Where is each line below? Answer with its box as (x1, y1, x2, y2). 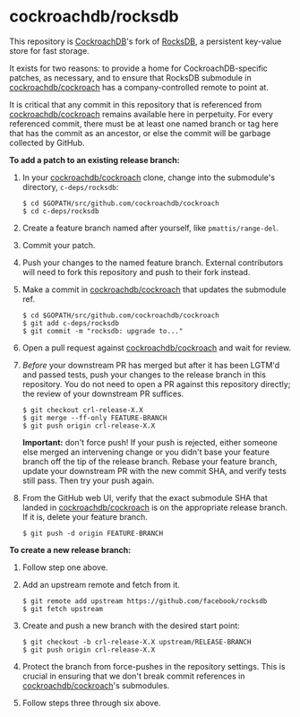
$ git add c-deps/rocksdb (21, 318, 119, 328)
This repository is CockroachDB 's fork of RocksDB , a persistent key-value (9, 36, 282, 47)
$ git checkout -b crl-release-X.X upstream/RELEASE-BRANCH (21, 637, 252, 646)
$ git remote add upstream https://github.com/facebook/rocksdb (21, 596, 268, 606)
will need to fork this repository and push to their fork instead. (21, 266, 251, 277)
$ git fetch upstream (21, 604, 103, 613)
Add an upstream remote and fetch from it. (21, 579, 181, 590)
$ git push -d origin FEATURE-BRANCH (21, 529, 164, 538)
